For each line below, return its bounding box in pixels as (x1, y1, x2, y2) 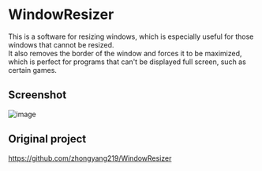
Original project (8, 132, 87, 146)
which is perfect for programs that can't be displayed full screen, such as (8, 57, 246, 66)
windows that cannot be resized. (8, 40, 114, 49)
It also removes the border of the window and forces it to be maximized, (8, 48, 242, 58)
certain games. (8, 65, 58, 74)
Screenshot (8, 89, 67, 102)
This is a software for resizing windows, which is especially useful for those (8, 32, 254, 41)
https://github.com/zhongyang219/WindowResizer (8, 153, 172, 163)
